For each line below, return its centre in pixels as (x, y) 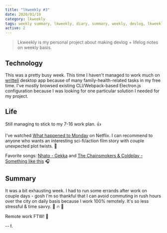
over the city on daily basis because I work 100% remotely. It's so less (77, 201)
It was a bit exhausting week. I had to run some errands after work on (76, 190)
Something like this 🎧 (28, 161)
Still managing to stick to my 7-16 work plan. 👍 (53, 124)
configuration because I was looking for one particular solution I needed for (83, 91)
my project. (17, 96)
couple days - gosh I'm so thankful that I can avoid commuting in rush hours (83, 196)
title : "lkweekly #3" (28, 10)
